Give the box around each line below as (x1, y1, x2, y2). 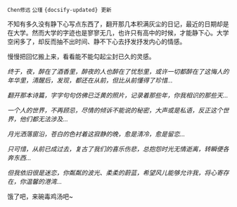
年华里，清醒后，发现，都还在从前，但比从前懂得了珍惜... (7, 76, 174, 84)
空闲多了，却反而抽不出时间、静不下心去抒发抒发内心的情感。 (7, 37, 186, 46)
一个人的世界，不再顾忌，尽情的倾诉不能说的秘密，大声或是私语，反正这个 (7, 106, 223, 114)
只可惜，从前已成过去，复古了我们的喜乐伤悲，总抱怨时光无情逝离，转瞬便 (7, 145, 223, 153)
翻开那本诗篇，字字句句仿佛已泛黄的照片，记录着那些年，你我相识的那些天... (7, 91, 229, 99)
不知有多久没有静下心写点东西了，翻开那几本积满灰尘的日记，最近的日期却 (7, 20, 223, 28)
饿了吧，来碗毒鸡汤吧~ (7, 192, 74, 201)
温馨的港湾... (25, 177, 63, 185)
